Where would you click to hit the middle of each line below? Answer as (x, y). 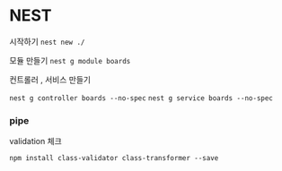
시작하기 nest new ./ (47, 41)
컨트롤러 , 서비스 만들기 (50, 79)
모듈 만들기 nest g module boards (70, 60)
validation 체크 (36, 141)
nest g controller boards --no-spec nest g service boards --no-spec (141, 98)
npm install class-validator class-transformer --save (114, 158)
